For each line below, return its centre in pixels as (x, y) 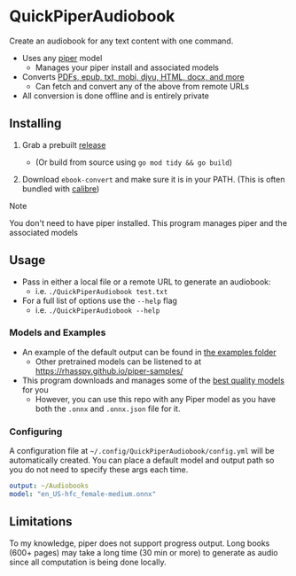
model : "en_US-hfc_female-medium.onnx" (83, 494)
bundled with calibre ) (61, 189)
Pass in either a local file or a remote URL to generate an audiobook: (147, 282)
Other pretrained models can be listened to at (118, 362)
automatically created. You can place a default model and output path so (142, 460)
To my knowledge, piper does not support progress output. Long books (140, 543)
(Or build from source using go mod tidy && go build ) (134, 162)
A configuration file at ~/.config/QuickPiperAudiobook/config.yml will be (142, 451)
